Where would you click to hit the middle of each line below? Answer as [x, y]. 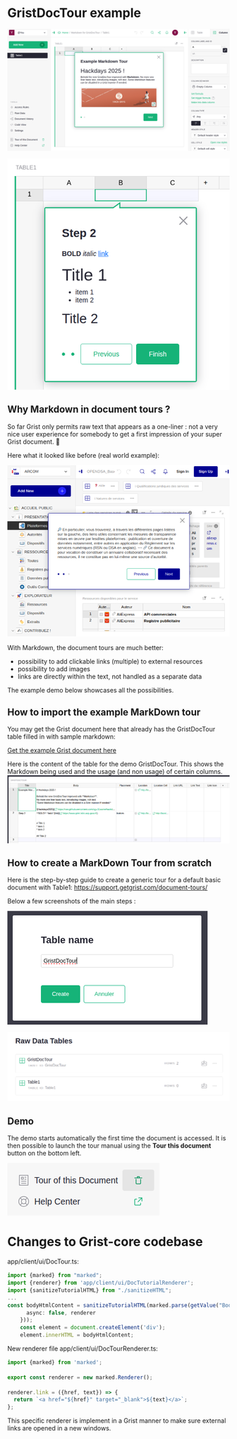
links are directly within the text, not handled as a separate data [110, 676]
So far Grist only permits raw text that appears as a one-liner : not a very [113, 427]
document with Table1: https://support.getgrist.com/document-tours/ [108, 888]
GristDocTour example [74, 13]
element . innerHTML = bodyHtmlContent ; [77, 1335]
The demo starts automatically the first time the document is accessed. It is [117, 1138]
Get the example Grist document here [62, 751]
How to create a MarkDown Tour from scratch [110, 863]
